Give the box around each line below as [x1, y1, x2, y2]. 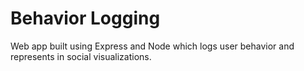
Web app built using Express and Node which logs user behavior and [10, 40, 295, 52]
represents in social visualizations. [10, 50, 152, 62]
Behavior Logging [10, 7, 161, 30]
